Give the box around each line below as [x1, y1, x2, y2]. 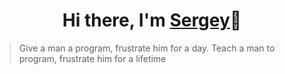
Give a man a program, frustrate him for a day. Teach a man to [18, 42, 276, 54]
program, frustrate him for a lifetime [18, 52, 167, 64]
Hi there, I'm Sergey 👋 [62, 9, 242, 32]
